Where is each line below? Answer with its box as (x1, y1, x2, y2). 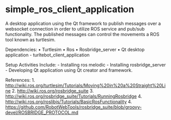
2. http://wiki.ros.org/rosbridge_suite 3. (12, 87, 94, 94)
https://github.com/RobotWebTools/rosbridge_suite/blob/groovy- (5, 104, 142, 110)
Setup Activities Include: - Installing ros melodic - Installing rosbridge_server (5, 62, 166, 68)
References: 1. (5, 77, 35, 83)
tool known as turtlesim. (5, 37, 56, 43)
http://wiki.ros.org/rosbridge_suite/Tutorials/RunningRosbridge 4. (5, 93, 142, 99)
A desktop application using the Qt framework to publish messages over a (5, 20, 161, 26)
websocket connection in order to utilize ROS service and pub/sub (5, 25, 145, 32)
